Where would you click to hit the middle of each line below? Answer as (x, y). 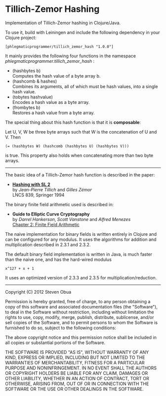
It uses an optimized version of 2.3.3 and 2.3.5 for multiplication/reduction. (81, 277)
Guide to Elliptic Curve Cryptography (51, 214)
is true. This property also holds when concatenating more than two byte (79, 155)
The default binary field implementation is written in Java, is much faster (79, 254)
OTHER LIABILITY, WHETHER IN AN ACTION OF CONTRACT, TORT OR (77, 378)
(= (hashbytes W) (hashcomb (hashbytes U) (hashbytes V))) (67, 146)
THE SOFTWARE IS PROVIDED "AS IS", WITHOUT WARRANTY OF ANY (77, 352)
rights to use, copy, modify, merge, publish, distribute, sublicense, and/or (80, 317)
